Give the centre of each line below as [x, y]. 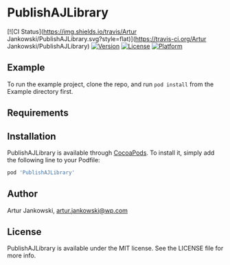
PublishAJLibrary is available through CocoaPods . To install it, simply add [111, 153]
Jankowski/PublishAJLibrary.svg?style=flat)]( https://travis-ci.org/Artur [107, 38]
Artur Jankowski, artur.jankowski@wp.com [68, 210]
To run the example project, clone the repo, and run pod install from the [111, 84]
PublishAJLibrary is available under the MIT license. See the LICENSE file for [115, 249]
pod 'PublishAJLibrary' [41, 173]
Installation [32, 136]
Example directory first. [40, 91]
